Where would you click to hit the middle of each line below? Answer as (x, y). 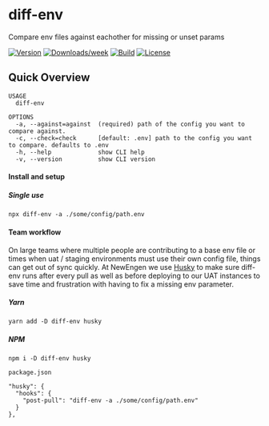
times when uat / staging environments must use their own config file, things (134, 259)
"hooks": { (34, 394)
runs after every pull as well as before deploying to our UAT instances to (141, 275)
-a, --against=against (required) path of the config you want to (130, 124)
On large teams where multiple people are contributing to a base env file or (132, 250)
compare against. (37, 131)
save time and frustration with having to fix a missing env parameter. (121, 284)
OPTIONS (21, 117)
